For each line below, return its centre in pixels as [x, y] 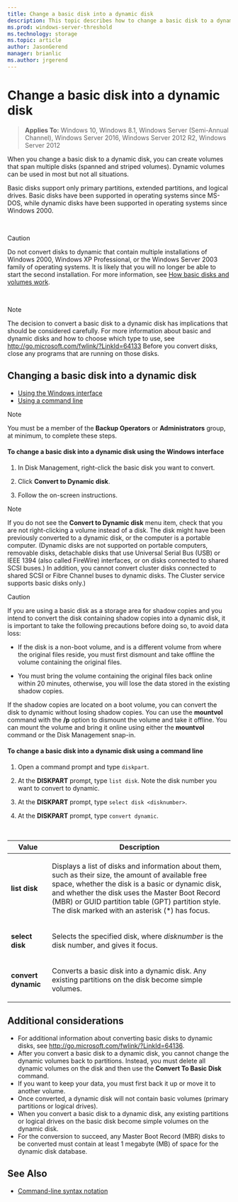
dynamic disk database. [52, 1151]
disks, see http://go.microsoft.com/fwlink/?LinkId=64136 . [101, 1046]
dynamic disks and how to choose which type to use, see [91, 338]
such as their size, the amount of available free [130, 875]
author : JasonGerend [38, 47]
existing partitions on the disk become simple [127, 980]
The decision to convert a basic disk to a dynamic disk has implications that [118, 323]
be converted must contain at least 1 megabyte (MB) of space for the [118, 1144]
